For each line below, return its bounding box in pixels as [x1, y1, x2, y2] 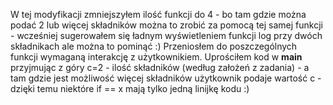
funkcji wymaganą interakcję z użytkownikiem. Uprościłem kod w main [10, 51, 303, 63]
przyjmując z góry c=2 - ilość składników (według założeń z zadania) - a [10, 62, 310, 73]
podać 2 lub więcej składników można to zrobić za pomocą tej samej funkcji [10, 19, 323, 31]
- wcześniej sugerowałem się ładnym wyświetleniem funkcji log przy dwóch [10, 30, 323, 41]
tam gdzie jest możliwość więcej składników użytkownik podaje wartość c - [10, 72, 322, 84]
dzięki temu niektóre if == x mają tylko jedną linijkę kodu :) [10, 83, 250, 94]
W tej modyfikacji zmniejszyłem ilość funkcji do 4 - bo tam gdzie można [10, 9, 307, 20]
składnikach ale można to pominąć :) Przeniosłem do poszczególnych [10, 40, 298, 52]
